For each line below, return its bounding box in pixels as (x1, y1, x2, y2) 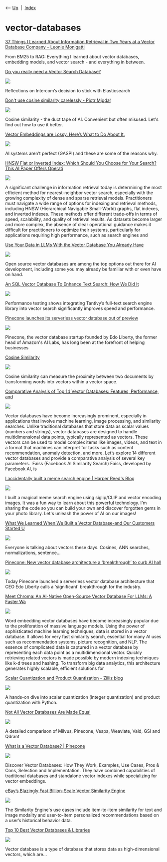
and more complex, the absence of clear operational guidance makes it (5, 221, 152, 227)
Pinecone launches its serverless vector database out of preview (5, 315, 139, 321)
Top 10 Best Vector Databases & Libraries (5, 827, 90, 833)
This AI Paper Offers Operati (5, 165, 63, 171)
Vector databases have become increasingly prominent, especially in (5, 412, 147, 419)
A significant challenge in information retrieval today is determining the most (5, 184, 162, 190)
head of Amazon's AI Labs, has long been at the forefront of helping (5, 339, 145, 345)
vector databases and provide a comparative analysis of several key (5, 455, 145, 461)
